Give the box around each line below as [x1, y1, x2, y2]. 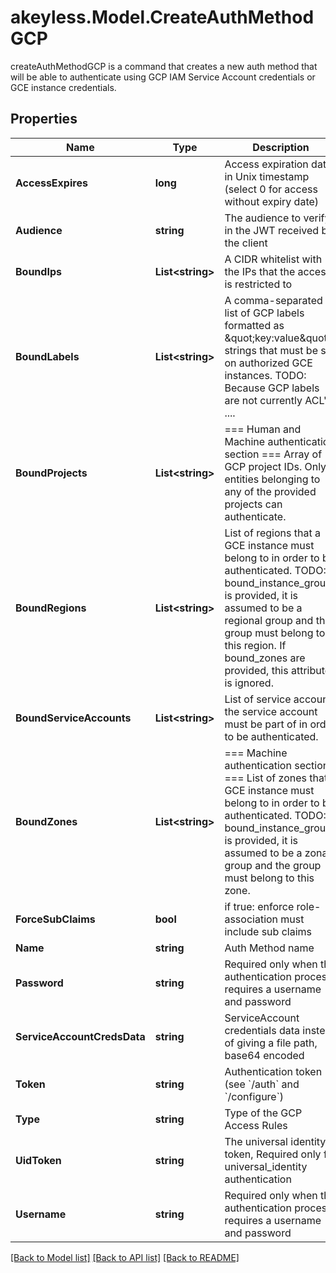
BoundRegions [15, 601, 87, 615]
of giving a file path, [224, 1036, 318, 1050]
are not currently [224, 393, 303, 407]
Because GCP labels [224, 381, 320, 395]
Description [252, 140, 310, 154]
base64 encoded [224, 1048, 305, 1062]
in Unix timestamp [224, 169, 310, 183]
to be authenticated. [224, 729, 319, 743]
